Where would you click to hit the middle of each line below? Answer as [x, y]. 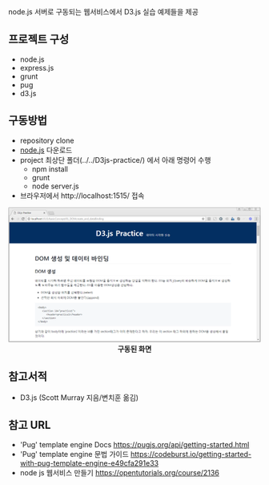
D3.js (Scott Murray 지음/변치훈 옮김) [79, 397]
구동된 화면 [134, 349]
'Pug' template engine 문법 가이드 [74, 455]
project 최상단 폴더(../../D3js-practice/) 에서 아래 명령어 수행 [115, 160]
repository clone [47, 140]
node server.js [55, 186]
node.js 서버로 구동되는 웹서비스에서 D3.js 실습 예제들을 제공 [103, 12]
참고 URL [30, 425]
